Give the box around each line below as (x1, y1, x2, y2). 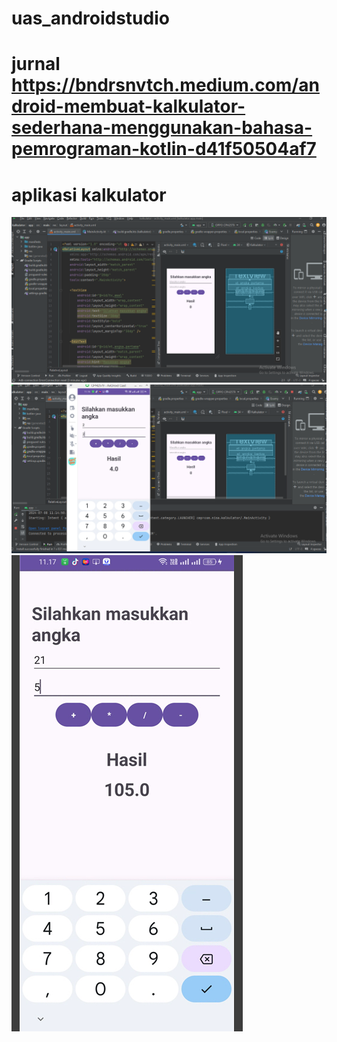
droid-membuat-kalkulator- (11, 95, 246, 118)
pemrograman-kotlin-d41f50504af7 (11, 138, 317, 161)
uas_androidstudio (11, 7, 170, 30)
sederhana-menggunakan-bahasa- (11, 117, 313, 139)
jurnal (11, 53, 61, 76)
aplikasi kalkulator (11, 183, 167, 206)
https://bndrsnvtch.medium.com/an (11, 74, 320, 97)
